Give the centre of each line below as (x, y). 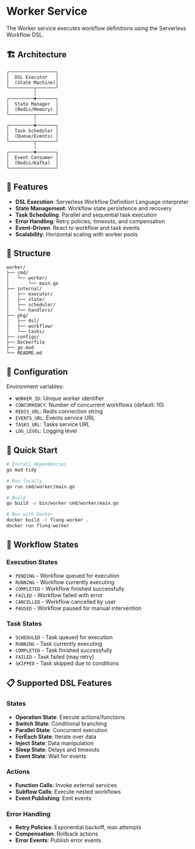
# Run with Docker (30, 514)
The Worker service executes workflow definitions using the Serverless (96, 28)
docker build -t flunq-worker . (47, 520)
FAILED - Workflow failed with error (59, 595)
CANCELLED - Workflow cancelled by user (65, 601)
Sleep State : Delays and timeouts (57, 749)
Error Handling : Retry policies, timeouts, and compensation (90, 221)
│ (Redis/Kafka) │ (33, 163)
